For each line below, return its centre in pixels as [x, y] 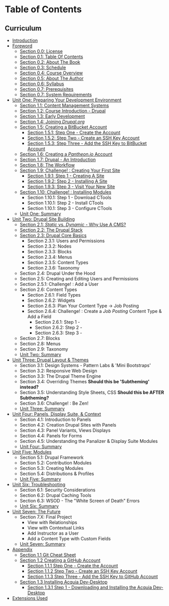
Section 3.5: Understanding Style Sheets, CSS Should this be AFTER [92, 392]
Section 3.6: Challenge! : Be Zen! [54, 403]
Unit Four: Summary [41, 446]
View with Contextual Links [56, 528]
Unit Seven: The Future [36, 511]
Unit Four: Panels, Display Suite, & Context [57, 414]
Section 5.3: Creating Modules [51, 468]
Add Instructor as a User [53, 533]
